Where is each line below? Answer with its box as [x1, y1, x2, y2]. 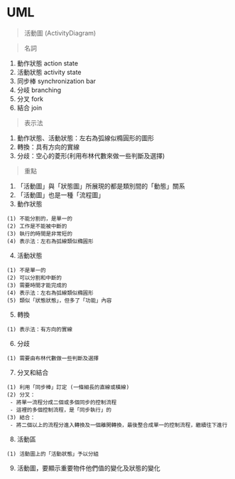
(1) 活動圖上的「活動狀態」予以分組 [6, 450, 99, 458]
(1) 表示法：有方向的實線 [6, 325, 72, 333]
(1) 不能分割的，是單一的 [6, 215, 72, 222]
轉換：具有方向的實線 [16, 142, 80, 151]
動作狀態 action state [16, 58, 79, 68]
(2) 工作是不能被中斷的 [6, 222, 67, 230]
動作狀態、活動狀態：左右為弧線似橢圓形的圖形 [16, 133, 154, 142]
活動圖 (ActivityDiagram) [23, 28, 97, 37]
